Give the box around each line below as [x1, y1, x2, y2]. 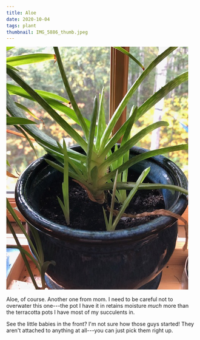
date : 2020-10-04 [6, 16, 50, 22]
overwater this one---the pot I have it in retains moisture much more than [6, 302, 189, 310]
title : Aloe [6, 10, 36, 16]
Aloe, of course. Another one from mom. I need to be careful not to [6, 296, 173, 303]
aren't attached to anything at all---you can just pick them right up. [6, 327, 173, 334]
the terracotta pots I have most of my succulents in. [6, 308, 135, 316]
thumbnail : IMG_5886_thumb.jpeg [6, 29, 88, 35]
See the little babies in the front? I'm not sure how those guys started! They [6, 321, 195, 328]
